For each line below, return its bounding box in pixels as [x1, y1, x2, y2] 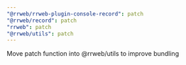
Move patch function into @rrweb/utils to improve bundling [6, 49, 179, 58]
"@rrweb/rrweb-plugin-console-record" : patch [6, 10, 143, 18]
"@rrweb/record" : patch [6, 17, 77, 24]
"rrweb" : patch [6, 23, 52, 30]
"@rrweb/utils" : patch [6, 30, 74, 37]
